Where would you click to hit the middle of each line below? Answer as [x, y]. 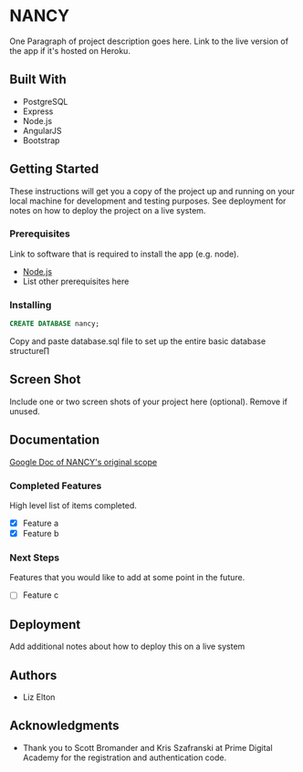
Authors [33, 675]
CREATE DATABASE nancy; [55, 324]
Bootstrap [41, 140]
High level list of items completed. [73, 505]
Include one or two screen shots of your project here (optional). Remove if [148, 402]
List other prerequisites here [76, 281]
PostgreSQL [45, 101]
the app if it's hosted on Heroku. [70, 50]
